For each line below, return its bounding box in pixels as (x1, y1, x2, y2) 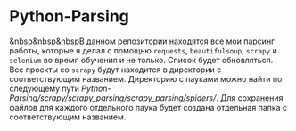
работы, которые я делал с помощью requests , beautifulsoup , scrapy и (9, 45, 278, 55)
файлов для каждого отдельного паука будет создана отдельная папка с (9, 102, 288, 112)
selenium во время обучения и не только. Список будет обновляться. (9, 54, 274, 65)
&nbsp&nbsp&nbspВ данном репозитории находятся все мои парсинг (9, 36, 275, 46)
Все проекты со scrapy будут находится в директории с (9, 64, 222, 75)
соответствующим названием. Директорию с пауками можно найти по (9, 73, 283, 84)
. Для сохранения (215, 92, 284, 103)
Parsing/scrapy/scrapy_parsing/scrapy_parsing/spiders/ (9, 92, 217, 103)
